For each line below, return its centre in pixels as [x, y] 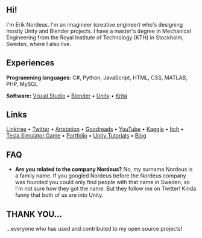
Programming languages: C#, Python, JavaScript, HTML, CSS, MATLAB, [97, 78]
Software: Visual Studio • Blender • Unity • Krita [67, 96]
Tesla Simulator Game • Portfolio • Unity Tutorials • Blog [76, 136]
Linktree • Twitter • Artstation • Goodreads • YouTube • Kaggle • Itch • [95, 129]
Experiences [30, 63]
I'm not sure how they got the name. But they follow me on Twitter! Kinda [106, 189]
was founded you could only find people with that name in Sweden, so [102, 182]
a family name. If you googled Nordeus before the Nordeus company [100, 176]
